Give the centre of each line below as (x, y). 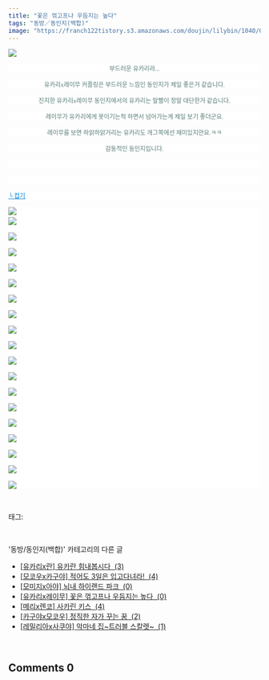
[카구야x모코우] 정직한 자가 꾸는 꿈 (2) (80, 617)
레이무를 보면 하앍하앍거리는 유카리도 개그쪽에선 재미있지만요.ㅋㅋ (134, 133)
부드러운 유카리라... (134, 69)
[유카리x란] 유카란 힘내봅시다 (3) (72, 566)
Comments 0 (41, 668)
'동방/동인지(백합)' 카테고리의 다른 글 (66, 549)
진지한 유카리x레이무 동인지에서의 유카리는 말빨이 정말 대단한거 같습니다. (134, 101)
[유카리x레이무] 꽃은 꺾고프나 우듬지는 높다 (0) (93, 597)
